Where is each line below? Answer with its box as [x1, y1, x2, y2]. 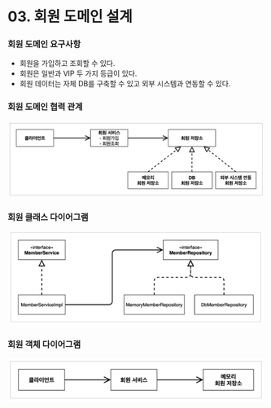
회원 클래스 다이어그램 [7, 211, 89, 222]
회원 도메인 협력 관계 [7, 101, 83, 112]
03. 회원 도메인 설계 [7, 7, 133, 26]
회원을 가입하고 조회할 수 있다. [19, 59, 116, 68]
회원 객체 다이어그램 [7, 339, 81, 350]
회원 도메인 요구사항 [7, 38, 81, 50]
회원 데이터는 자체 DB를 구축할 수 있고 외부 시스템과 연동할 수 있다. [19, 79, 231, 89]
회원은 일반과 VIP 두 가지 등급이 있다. [19, 68, 138, 78]
